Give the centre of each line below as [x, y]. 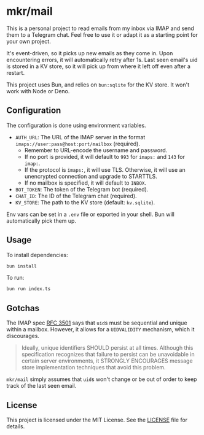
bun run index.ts [29, 289]
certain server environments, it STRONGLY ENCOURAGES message [107, 361]
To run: [15, 278]
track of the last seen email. [41, 386]
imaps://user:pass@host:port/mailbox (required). [77, 144]
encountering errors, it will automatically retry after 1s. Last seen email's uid [102, 60]
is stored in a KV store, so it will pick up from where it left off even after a [98, 66]
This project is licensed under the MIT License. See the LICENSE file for [97, 420]
